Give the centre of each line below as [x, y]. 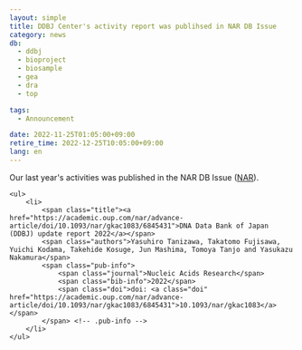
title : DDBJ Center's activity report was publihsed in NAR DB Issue [143, 26]
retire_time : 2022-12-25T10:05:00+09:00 [87, 143]
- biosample [40, 69]
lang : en [26, 152]
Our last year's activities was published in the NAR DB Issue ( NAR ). [134, 177]
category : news [38, 34]
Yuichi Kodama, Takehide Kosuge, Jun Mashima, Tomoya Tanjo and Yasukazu [151, 249]
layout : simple [38, 18]
